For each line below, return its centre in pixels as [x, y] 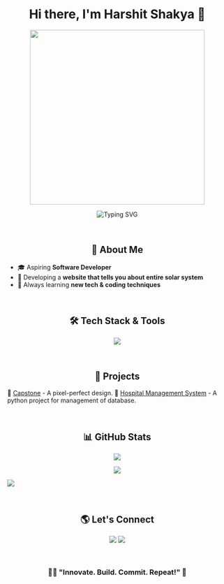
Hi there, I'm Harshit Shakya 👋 [117, 14]
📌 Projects [117, 376]
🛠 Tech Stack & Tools [117, 321]
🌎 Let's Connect [117, 519]
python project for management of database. [72, 400]
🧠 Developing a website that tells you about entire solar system [110, 277]
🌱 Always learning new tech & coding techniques [89, 284]
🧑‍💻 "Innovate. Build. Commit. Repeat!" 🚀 [117, 572]
